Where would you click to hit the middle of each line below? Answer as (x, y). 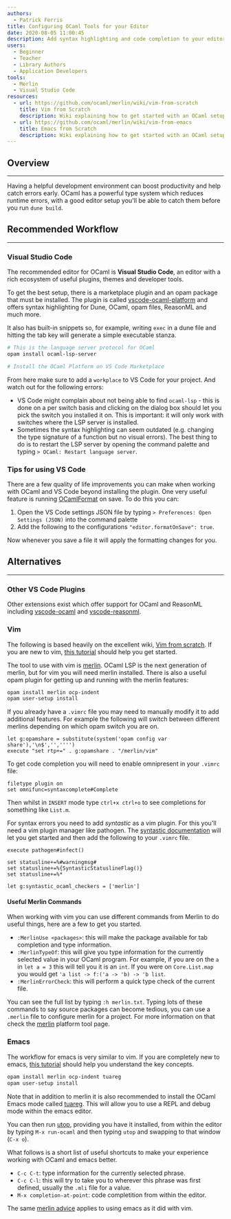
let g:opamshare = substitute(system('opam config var (87, 739)
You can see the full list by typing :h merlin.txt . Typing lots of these (105, 1002)
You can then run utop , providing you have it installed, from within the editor (114, 1124)
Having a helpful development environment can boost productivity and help (114, 186)
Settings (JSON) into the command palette (77, 519)
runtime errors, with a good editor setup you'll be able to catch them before (114, 201)
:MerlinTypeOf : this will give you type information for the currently (110, 952)
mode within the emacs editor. (50, 1111)
